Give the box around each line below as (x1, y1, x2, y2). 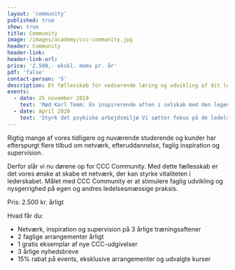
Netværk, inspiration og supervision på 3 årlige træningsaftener (17, 225, 201, 233)
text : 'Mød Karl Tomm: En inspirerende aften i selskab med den (20, 101, 211, 108)
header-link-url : (7, 56, 58, 63)
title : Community (7, 29, 58, 37)
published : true (7, 17, 55, 24)
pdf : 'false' (7, 69, 45, 76)
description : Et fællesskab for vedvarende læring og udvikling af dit (7, 82, 220, 89)
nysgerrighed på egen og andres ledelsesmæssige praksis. (7, 184, 178, 192)
